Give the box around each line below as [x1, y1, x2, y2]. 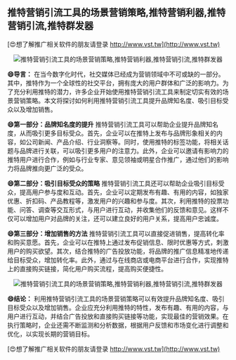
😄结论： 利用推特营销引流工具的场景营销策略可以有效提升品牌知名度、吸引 [7, 294, 225, 303]
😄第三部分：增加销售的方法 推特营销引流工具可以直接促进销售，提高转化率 [7, 229, 225, 237]
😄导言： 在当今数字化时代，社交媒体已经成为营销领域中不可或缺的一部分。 [7, 70, 225, 78]
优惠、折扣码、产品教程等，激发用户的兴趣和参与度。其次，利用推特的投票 [7, 197, 223, 205]
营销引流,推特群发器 [7, 20, 94, 32]
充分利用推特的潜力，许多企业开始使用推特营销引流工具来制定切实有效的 [13, 87, 223, 96]
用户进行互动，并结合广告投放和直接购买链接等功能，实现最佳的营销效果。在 [7, 312, 229, 321]
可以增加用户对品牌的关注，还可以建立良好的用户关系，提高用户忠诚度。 [13, 214, 223, 223]
